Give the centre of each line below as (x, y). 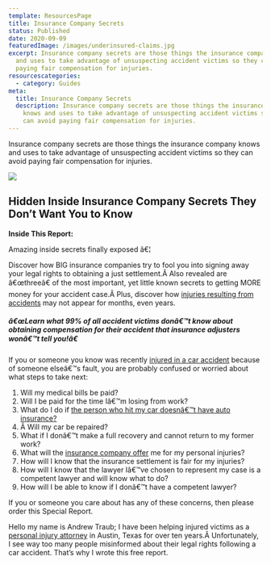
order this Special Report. (51, 511)
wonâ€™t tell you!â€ (43, 339)
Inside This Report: (41, 233)
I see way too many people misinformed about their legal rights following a (132, 544)
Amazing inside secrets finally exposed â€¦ (80, 249)
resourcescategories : (45, 76)
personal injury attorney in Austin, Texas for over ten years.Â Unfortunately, (134, 535)
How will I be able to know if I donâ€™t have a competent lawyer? (128, 487)
